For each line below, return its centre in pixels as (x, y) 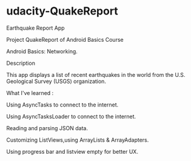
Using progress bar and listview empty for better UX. (72, 151)
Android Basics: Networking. (42, 51)
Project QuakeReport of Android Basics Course (65, 39)
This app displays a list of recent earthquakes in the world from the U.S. (96, 74)
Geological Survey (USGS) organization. (56, 81)
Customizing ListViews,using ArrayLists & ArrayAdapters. (78, 140)
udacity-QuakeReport (62, 11)
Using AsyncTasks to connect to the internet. (62, 105)
